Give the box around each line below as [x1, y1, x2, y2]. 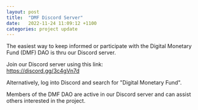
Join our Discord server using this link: [6, 61, 103, 68]
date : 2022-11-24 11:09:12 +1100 [6, 20, 97, 26]
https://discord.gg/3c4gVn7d [6, 67, 80, 75]
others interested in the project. [6, 97, 86, 105]
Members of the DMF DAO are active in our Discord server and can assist [6, 91, 191, 98]
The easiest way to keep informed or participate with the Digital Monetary [6, 43, 192, 50]
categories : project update [6, 26, 78, 32]
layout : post [6, 9, 40, 15]
